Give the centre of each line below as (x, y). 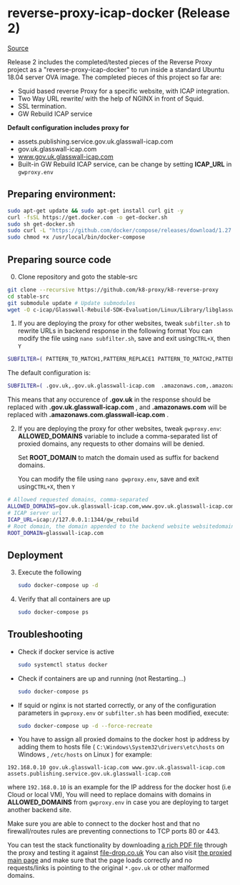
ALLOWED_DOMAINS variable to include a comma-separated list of (117, 436)
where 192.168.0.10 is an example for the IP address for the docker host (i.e (119, 787)
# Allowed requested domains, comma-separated (78, 500)
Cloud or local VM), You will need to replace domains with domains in (109, 795)
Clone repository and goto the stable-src (77, 276)
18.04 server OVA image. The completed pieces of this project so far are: (115, 77)
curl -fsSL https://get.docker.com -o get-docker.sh (87, 217)
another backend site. (40, 810)
